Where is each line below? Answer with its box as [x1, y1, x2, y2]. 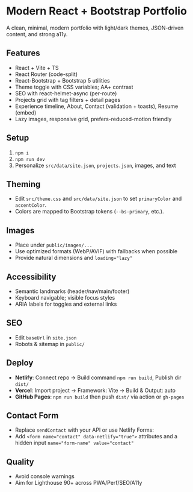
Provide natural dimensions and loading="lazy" [14, 254, 133, 262]
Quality [6, 456, 34, 467]
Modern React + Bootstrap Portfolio [6, 4, 188, 18]
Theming [6, 179, 41, 189]
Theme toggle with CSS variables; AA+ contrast [14, 83, 133, 90]
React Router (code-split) [14, 71, 78, 78]
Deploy [6, 358, 34, 368]
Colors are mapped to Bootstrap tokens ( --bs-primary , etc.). [14, 208, 164, 215]
